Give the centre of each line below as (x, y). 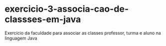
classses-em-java (43, 19)
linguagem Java (21, 38)
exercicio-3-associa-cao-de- (67, 9)
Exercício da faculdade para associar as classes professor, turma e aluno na (83, 33)
